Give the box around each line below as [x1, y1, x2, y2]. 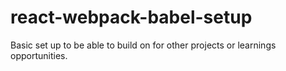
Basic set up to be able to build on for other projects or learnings [10, 39, 277, 51]
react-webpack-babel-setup [10, 6, 253, 29]
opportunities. [10, 49, 68, 61]
